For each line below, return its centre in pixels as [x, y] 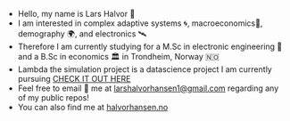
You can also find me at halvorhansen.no [93, 107]
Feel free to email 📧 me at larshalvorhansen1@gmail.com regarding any [148, 88]
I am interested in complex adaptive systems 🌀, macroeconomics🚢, [140, 23]
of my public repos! [53, 97]
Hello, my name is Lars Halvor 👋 [76, 14]
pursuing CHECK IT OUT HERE [74, 79]
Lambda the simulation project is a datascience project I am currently [145, 69]
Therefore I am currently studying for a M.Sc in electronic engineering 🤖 [150, 46]
